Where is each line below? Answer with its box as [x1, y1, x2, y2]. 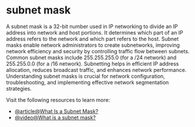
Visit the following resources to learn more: [6, 96, 110, 103]
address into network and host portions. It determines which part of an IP [6, 29, 183, 36]
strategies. [6, 85, 32, 92]
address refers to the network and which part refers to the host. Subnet [6, 35, 179, 42]
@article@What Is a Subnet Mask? [14, 108, 99, 115]
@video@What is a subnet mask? [14, 114, 96, 121]
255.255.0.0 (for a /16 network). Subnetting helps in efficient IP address [6, 60, 179, 67]
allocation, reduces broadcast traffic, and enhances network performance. [6, 66, 187, 73]
